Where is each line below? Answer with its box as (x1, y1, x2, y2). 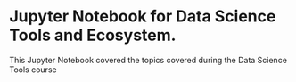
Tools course (9, 64, 57, 75)
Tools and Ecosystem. (9, 25, 177, 45)
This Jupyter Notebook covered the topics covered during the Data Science (9, 54, 288, 65)
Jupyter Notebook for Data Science (9, 6, 276, 27)
